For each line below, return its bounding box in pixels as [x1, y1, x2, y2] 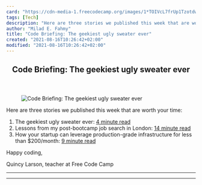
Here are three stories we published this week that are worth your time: [6, 106, 182, 114]
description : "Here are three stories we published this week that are [6, 20, 189, 26]
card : [6, 8, 20, 15]
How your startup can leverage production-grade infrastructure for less [14, 131, 192, 138]
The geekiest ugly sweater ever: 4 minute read [14, 118, 131, 126]
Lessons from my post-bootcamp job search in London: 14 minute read [14, 124, 191, 132]
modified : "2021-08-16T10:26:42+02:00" [6, 43, 106, 49]
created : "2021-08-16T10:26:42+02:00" [6, 37, 103, 43]
